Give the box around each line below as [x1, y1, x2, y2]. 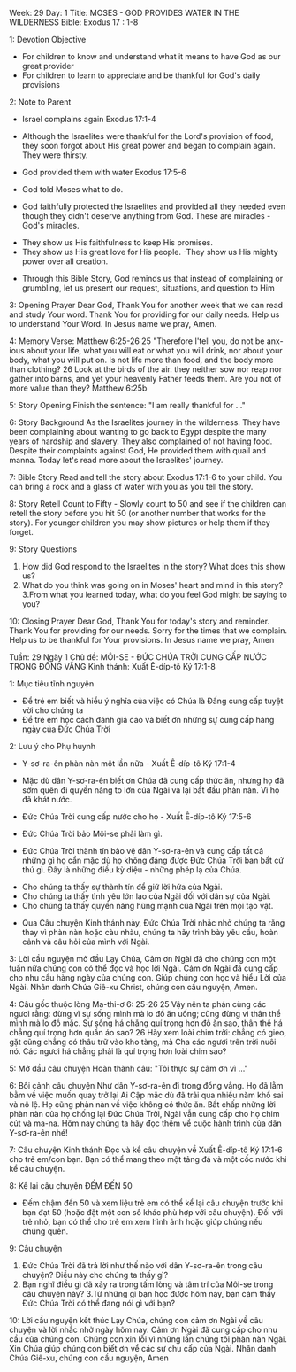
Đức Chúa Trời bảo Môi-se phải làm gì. [21, 828, 163, 839]
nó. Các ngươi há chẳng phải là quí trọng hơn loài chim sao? [9, 1046, 227, 1057]
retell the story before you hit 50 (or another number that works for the [9, 508, 267, 518]
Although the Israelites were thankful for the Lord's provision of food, [21, 131, 274, 141]
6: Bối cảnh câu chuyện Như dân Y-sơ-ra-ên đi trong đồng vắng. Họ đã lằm [9, 1081, 284, 1090]
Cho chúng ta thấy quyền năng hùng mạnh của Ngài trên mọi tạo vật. [21, 901, 274, 911]
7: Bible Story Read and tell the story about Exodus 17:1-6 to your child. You [9, 472, 283, 482]
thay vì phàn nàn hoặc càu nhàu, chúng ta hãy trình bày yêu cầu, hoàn [21, 927, 278, 937]
